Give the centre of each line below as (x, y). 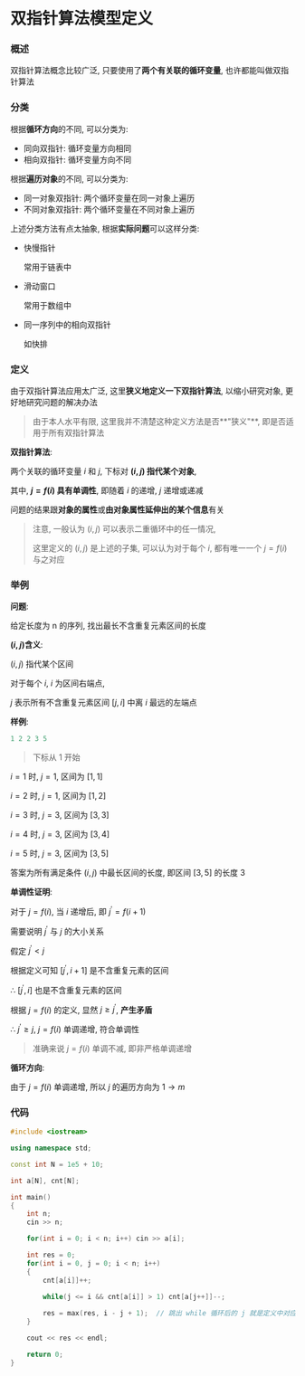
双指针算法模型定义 (82, 19)
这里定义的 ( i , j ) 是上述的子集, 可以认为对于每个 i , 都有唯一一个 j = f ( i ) (160, 548)
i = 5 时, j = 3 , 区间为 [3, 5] (60, 854)
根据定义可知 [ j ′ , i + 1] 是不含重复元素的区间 (90, 969)
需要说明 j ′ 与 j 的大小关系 (57, 930)
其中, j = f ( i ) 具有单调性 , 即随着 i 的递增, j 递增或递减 (107, 490)
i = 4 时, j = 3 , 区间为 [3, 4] (60, 834)
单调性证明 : (32, 892)
